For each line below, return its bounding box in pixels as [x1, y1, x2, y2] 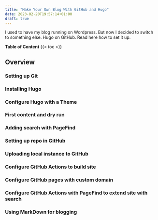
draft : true [5, 16, 29, 21]
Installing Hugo [5, 85, 42, 92]
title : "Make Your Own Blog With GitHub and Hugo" [5, 7, 109, 12]
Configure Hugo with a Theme [5, 98, 77, 105]
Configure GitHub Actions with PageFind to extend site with [5, 189, 148, 196]
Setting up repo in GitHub [5, 138, 66, 144]
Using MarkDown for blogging [5, 208, 77, 215]
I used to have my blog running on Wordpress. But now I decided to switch [5, 30, 154, 35]
